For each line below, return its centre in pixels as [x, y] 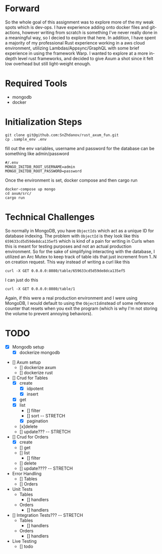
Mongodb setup [28, 347]
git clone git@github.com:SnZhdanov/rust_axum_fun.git [62, 135]
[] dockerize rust [36, 372]
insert [32, 394]
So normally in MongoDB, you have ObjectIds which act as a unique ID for [80, 231]
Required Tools [36, 83]
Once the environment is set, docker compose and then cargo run [71, 180]
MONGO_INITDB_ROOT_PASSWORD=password [43, 171]
